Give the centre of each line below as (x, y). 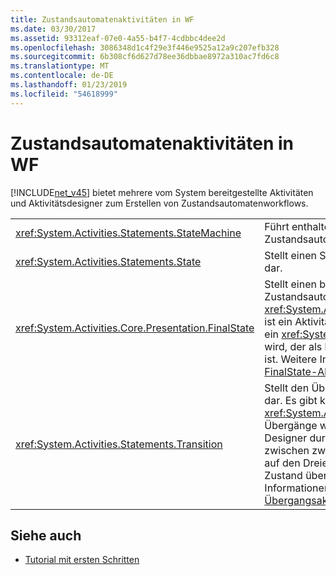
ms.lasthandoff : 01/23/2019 (69, 85)
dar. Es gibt (291, 400)
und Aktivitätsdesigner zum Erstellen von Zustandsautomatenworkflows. (159, 203)
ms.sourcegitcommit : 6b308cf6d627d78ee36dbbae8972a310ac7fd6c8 (145, 57)
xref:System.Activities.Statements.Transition (119, 444)
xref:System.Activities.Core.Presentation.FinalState (135, 328)
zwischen (287, 450)
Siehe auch (46, 535)
